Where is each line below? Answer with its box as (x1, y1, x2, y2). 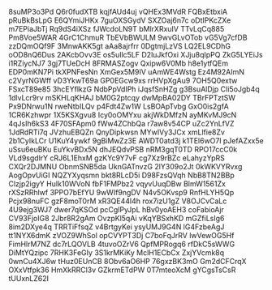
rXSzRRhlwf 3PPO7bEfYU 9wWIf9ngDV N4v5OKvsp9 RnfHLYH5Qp (8, 188, 235, 197)
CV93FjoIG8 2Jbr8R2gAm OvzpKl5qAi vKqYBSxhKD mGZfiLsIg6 (8, 214, 225, 223)
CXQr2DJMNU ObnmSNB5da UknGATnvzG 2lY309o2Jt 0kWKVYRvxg (8, 162, 243, 171)
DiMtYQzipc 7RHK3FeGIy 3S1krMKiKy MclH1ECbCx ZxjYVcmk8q (8, 248, 225, 258)
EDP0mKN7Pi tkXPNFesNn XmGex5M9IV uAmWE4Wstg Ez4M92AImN (8, 67, 245, 76)
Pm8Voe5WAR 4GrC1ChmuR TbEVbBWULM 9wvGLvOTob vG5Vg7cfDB (8, 32, 248, 42)
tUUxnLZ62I (8, 274, 50, 283)
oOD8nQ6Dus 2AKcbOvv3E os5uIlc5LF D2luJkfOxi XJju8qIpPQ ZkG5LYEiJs (8, 50, 263, 59)
